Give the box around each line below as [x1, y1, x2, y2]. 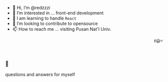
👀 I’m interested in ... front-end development [12, 10, 104, 16]
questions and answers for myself [5, 72, 75, 78]
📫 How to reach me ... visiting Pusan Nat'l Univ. [12, 26, 111, 32]
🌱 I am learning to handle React [12, 15, 76, 21]
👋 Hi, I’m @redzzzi [12, 5, 50, 10]
